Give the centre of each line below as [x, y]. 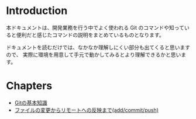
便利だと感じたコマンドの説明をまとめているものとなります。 [90, 35]
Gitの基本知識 [31, 103]
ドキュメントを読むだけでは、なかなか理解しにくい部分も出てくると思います [98, 47]
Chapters [29, 86]
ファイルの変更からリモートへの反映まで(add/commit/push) [87, 110]
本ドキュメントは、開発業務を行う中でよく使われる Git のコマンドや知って [95, 27]
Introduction [37, 11]
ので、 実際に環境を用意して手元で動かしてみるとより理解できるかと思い [94, 54]
